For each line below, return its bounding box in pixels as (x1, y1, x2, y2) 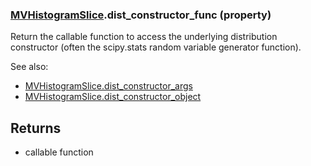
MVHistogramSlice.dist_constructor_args (24, 80, 193, 92)
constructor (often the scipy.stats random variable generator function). (10, 41, 302, 53)
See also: (10, 61, 49, 73)
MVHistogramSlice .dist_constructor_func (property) (10, 8, 272, 22)
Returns (10, 119, 62, 137)
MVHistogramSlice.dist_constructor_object (24, 91, 202, 103)
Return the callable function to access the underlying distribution (10, 31, 278, 43)
